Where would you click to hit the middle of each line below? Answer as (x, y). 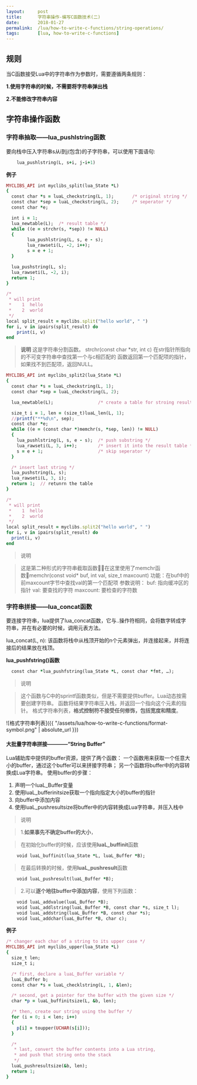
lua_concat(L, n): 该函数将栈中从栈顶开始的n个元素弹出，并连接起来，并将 (95, 641)
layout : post (27, 11)
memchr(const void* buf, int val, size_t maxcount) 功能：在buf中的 (109, 575)
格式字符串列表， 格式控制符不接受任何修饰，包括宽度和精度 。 (107, 710)
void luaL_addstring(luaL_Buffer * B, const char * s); (84, 913)
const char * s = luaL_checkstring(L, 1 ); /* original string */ (99, 197)
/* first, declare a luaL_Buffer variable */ (68, 974)
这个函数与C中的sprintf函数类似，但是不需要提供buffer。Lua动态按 (101, 696)
